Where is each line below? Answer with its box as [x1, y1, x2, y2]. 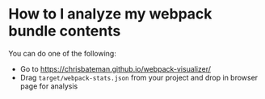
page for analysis [19, 81, 78, 91]
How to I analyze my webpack [8, 5, 212, 23]
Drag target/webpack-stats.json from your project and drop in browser [19, 72, 259, 82]
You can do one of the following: [8, 48, 117, 58]
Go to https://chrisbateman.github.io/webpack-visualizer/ [19, 64, 212, 73]
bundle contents [8, 22, 121, 40]
